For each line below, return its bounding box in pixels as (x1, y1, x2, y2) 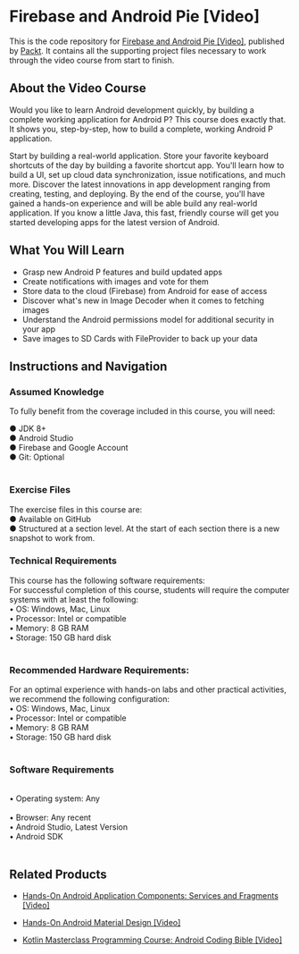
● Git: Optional (9, 452, 65, 462)
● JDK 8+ (9, 423, 47, 435)
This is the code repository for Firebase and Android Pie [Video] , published (9, 36, 286, 46)
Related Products (9, 866, 107, 882)
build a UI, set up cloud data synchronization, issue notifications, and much (9, 169, 286, 180)
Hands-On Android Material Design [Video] (21, 917, 181, 928)
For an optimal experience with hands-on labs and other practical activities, (9, 684, 287, 695)
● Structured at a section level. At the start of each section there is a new (9, 523, 280, 534)
